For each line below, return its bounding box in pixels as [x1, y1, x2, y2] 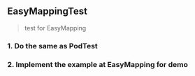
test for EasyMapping [24, 23, 87, 32]
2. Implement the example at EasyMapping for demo [7, 59, 189, 69]
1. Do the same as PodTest [7, 41, 98, 50]
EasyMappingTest [7, 6, 87, 17]
